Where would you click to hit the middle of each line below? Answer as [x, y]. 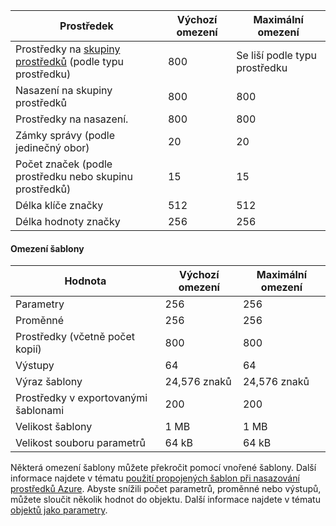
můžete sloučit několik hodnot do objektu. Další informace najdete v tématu [165, 500]
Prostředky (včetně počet [75, 337]
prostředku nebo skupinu [74, 176]
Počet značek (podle [64, 164]
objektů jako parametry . [59, 510]
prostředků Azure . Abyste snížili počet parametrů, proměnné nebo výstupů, [166, 489]
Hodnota [85, 281]
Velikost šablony [54, 427]
